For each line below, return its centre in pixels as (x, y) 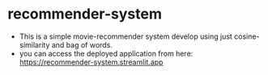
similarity (34, 44)
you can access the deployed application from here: (106, 53)
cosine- (247, 36)
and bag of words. (82, 44)
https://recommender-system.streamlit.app (91, 62)
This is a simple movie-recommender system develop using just (125, 36)
